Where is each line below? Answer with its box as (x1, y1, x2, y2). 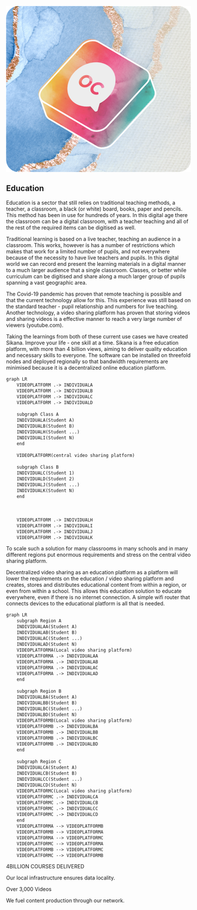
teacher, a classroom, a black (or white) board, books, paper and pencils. (6, 205, 183, 212)
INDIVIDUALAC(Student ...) (16, 635, 83, 641)
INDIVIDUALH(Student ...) (16, 429, 80, 435)
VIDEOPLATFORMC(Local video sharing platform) (16, 788, 133, 794)
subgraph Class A (16, 411, 59, 417)
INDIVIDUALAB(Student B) (16, 630, 77, 635)
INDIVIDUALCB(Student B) (16, 770, 77, 776)
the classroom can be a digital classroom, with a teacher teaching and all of (6, 218, 189, 225)
